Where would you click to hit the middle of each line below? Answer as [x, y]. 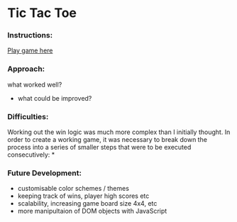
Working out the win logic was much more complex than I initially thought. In [119, 132]
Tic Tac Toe [42, 13]
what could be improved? [55, 98]
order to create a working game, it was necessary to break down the [108, 140]
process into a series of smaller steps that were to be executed [99, 148]
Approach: [26, 69]
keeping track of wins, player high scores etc [83, 196]
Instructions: [30, 35]
